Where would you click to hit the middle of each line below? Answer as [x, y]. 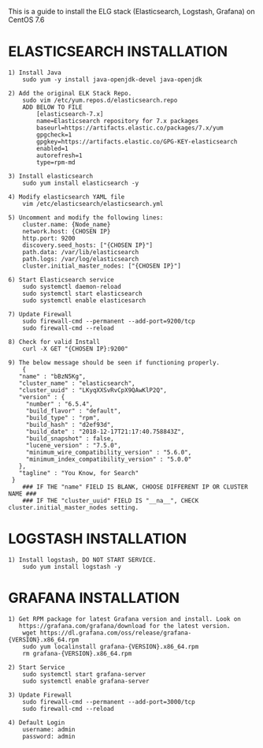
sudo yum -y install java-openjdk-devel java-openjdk [112, 79]
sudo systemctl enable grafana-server [86, 681]
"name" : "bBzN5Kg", [52, 376]
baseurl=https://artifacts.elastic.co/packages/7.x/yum [130, 128]
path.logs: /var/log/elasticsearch [81, 259]
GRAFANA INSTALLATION [94, 598]
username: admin [49, 729]
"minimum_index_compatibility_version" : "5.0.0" [109, 459]
